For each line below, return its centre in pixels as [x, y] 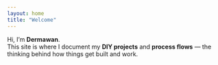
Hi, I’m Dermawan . [34, 39]
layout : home [26, 13]
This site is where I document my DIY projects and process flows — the [109, 47]
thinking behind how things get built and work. [73, 54]
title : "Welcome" [32, 20]
